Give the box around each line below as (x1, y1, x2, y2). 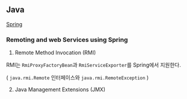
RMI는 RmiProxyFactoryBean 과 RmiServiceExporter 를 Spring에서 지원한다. (6, 61, 182, 69)
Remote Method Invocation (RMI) (14, 49, 96, 56)
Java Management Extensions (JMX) (14, 86, 106, 93)
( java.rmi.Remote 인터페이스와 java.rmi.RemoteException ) (6, 74, 149, 81)
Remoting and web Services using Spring (6, 35, 128, 44)
